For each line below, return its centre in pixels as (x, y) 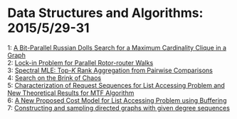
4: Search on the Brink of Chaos (54, 78)
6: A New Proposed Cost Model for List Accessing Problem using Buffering (117, 100)
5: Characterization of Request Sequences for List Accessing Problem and (116, 85)
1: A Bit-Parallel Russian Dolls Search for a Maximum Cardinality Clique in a (117, 47)
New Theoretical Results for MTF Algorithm (71, 93)
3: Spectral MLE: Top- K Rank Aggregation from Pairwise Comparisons (110, 70)
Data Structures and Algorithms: (105, 13)
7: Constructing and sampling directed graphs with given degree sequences (118, 108)
